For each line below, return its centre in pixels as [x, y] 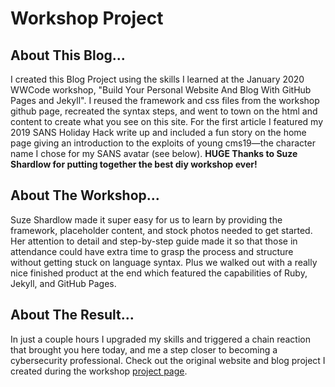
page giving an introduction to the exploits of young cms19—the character [163, 143]
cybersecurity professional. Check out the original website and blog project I [168, 360]
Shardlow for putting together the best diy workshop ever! [134, 164]
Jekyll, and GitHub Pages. [63, 283]
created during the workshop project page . [99, 371]
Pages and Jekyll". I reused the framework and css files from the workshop [165, 100]
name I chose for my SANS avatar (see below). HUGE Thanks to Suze [154, 153]
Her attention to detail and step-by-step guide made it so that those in [154, 241]
